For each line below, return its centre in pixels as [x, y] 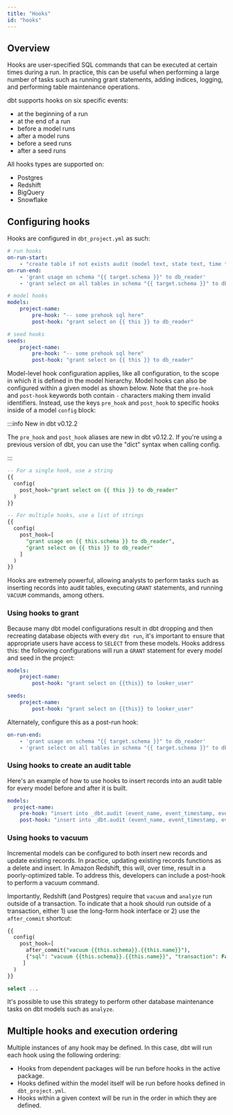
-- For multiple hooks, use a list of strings [76, 515]
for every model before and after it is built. [68, 788]
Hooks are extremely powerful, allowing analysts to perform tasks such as [113, 580]
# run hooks [24, 251]
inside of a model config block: [52, 410]
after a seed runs [42, 151]
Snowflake [32, 200]
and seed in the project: [41, 657]
